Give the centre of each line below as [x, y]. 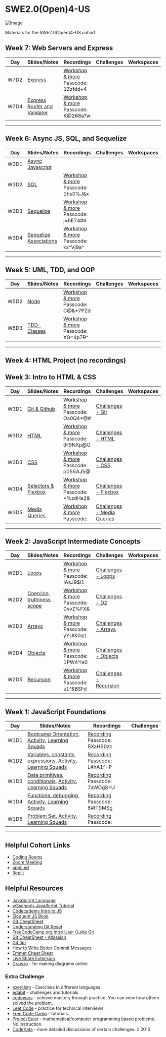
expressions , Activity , [52, 761]
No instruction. [27, 1024]
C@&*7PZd [77, 311]
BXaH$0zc [100, 746]
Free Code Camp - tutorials [40, 1014]
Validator [38, 113]
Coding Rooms [27, 857]
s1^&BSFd [75, 689]
